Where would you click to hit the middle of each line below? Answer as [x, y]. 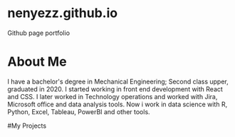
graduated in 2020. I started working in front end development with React [115, 89]
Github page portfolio [38, 33]
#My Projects [27, 126]
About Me [37, 62]
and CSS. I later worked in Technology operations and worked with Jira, [113, 96]
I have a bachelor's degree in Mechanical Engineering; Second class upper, [118, 81]
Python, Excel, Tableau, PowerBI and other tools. [79, 111]
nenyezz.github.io [63, 13]
